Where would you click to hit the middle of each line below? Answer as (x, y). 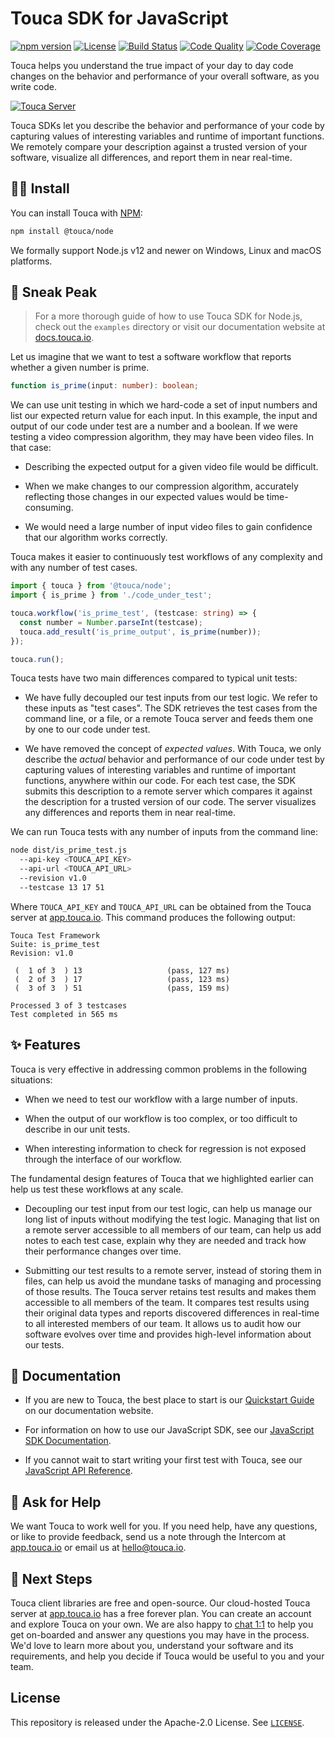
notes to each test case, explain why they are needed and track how (165, 1240)
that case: (31, 448)
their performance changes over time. (103, 1251)
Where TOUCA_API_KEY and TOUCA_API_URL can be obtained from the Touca (161, 906)
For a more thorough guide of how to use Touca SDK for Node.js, (168, 316)
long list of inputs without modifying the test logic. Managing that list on (172, 1219)
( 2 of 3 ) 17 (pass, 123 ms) (122, 979)
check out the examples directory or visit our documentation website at (180, 327)
